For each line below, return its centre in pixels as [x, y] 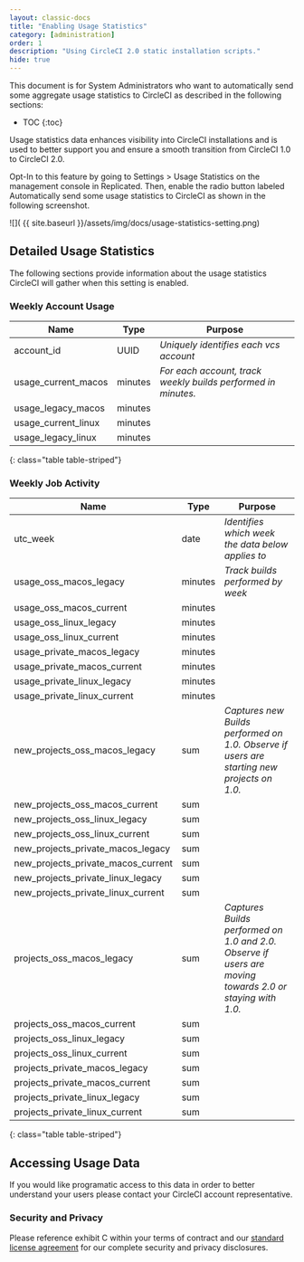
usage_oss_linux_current [66, 637]
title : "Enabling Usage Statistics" [78, 26]
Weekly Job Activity [55, 483]
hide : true [30, 60]
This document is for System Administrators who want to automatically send [152, 85]
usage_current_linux [57, 423]
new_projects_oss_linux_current [82, 834]
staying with [251, 998]
